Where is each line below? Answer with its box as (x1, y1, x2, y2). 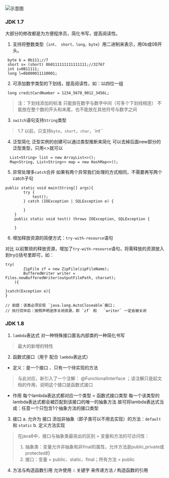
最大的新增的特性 (17, 343, 53, 349)
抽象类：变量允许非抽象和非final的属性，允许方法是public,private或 (25, 444, 164, 450)
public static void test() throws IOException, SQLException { (14, 217, 150, 222)
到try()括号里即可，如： (5, 252, 54, 258)
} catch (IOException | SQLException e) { (23, 199, 114, 204)
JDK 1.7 (5, 18, 24, 25)
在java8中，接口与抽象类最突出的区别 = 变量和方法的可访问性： (17, 433, 150, 439)
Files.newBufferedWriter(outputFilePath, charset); (5, 275, 116, 281)
